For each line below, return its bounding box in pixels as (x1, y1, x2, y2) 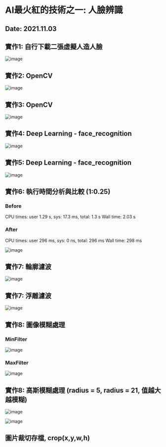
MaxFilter (5, 359, 29, 366)
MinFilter (5, 336, 27, 343)
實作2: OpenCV (5, 71, 53, 80)
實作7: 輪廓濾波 (5, 263, 52, 271)
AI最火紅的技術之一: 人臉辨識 (5, 4, 123, 16)
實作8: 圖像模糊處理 (5, 320, 65, 329)
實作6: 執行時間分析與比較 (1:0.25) (5, 187, 111, 196)
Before (5, 202, 22, 209)
